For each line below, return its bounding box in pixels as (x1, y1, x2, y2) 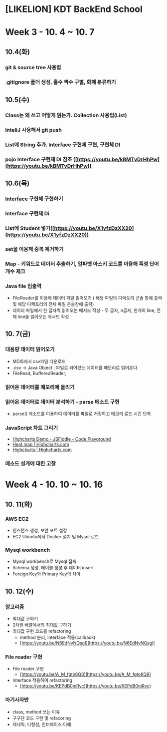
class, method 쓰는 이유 (12, 708, 60, 714)
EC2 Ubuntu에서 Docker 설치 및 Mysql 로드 (12, 533, 99, 539)
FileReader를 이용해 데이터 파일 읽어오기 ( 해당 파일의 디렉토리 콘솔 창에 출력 (12, 294, 163, 301)
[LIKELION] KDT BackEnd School (5, 4, 143, 15)
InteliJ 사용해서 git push (5, 126, 62, 133)
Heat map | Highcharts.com (12, 442, 69, 448)
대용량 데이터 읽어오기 (5, 346, 55, 353)
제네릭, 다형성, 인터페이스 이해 (12, 721, 71, 727)
